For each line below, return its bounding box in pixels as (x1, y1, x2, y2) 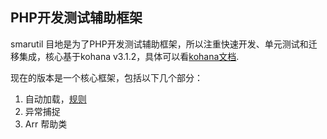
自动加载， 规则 (24, 93, 87, 105)
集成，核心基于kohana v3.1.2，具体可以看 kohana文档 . (18, 50, 240, 62)
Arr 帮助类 (24, 118, 68, 130)
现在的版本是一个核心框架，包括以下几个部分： (10, 71, 203, 83)
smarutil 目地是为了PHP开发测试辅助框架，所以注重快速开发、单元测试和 (10, 38, 309, 50)
